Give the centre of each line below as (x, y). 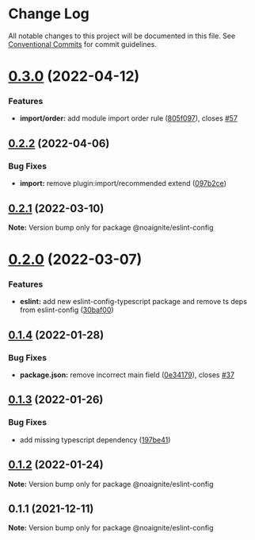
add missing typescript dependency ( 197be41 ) (95, 440)
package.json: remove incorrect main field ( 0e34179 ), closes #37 (127, 375)
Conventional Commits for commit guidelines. (82, 44)
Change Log (49, 14)
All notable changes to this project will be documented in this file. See (122, 36)
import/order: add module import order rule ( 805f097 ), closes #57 (128, 118)
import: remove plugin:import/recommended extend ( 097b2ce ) (123, 183)
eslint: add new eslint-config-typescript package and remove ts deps (133, 302)
